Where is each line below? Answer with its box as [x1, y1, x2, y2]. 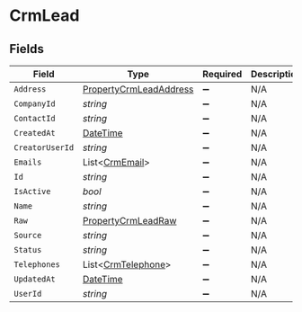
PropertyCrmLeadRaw [82, 215, 177, 227]
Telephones [13, 260, 60, 270]
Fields [9, 41, 45, 57]
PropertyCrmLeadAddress [82, 83, 194, 95]
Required [201, 68, 243, 80]
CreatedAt [13, 128, 56, 138]
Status [13, 245, 42, 254]
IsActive [13, 186, 51, 196]
